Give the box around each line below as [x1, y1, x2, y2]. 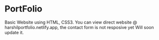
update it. [4, 29, 24, 35]
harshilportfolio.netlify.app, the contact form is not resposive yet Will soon [4, 24, 154, 30]
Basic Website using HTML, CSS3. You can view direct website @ [4, 19, 137, 25]
